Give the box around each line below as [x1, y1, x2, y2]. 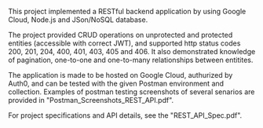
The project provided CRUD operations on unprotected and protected [8, 31, 233, 39]
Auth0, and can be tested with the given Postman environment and [8, 79, 225, 88]
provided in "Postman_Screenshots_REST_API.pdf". [8, 96, 174, 104]
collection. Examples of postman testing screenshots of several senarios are [8, 87, 255, 97]
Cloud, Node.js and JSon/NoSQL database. [8, 15, 148, 24]
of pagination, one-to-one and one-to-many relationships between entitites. [8, 55, 254, 64]
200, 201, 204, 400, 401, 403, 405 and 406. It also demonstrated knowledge [8, 47, 256, 56]
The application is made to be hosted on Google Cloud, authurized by [8, 71, 233, 79]
